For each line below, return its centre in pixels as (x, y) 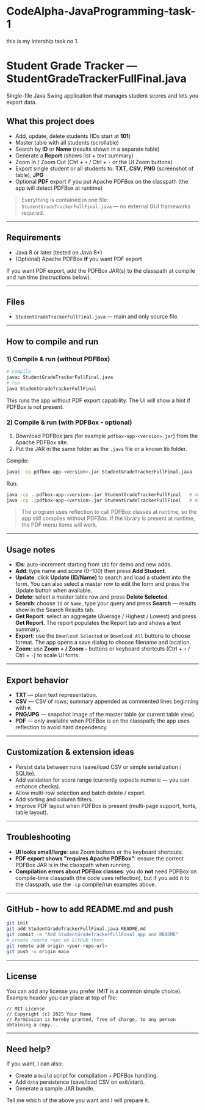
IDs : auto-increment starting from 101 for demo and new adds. (93, 564)
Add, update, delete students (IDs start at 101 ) (73, 136)
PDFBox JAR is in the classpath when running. (73, 865)
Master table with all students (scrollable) (67, 142)
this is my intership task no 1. (43, 41)
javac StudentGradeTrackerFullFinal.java (60, 377)
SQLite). (25, 773)
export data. (22, 102)
